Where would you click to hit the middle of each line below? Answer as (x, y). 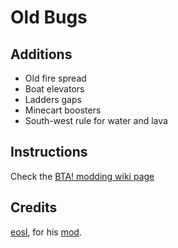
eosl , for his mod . (46, 232)
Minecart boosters (63, 110)
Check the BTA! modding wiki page (82, 176)
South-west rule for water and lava (96, 120)
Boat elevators (54, 89)
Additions (41, 54)
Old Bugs (49, 17)
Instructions (49, 152)
